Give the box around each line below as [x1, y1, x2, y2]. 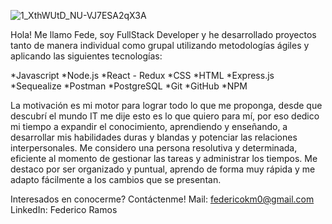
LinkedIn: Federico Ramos [10, 204, 118, 215]
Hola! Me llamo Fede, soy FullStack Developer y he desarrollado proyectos [10, 29, 317, 40]
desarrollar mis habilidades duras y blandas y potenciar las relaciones [10, 131, 298, 143]
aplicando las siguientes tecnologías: [10, 50, 163, 62]
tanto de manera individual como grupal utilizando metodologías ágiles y [10, 40, 310, 51]
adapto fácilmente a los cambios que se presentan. [10, 174, 222, 185]
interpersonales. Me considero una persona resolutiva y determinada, [10, 142, 298, 154]
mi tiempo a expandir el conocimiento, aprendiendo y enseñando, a [10, 121, 288, 132]
